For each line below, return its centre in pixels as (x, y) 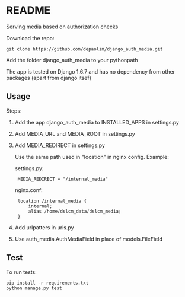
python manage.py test (34, 288)
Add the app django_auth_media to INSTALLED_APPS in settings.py (97, 122)
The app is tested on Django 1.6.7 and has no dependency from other (91, 71)
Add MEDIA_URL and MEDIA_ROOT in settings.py (75, 133)
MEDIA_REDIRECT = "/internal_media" (63, 179)
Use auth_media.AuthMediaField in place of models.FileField (89, 239)
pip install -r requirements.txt (47, 283)
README (28, 10)
